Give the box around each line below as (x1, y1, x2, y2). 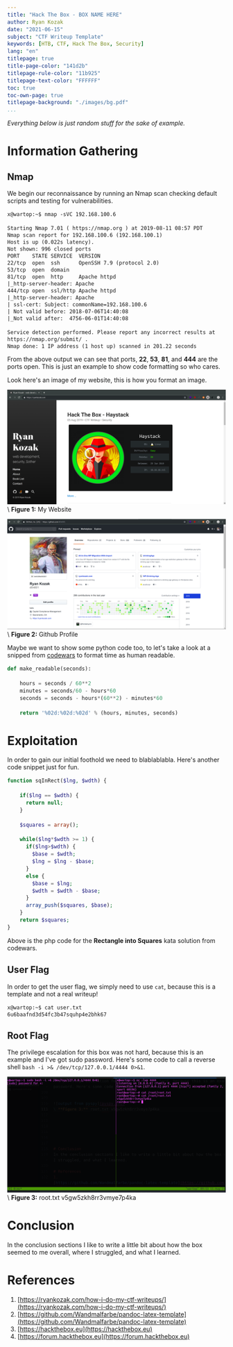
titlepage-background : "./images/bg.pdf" (7, 99, 129, 106)
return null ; (25, 799, 64, 807)
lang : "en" (7, 48, 39, 55)
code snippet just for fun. (7, 763, 80, 771)
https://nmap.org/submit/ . (7, 336, 89, 343)
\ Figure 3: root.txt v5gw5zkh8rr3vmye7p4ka (7, 1193, 137, 1201)
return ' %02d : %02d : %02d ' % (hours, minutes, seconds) (19, 709, 178, 717)
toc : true (7, 84, 36, 92)
